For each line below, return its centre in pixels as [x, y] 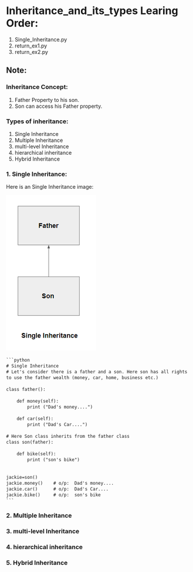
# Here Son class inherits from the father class [68, 437]
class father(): [26, 390]
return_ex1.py [31, 46]
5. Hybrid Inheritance [37, 563]
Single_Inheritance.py [41, 39]
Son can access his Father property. [58, 106]
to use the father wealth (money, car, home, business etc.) [82, 378]
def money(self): [38, 401]
